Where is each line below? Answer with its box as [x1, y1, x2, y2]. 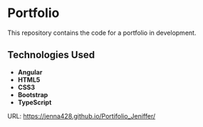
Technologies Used [7, 49, 95, 61]
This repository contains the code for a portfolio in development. [7, 28, 197, 37]
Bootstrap [17, 90, 48, 99]
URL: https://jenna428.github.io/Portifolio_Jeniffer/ [7, 111, 155, 120]
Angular [17, 67, 43, 76]
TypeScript [17, 98, 52, 106]
